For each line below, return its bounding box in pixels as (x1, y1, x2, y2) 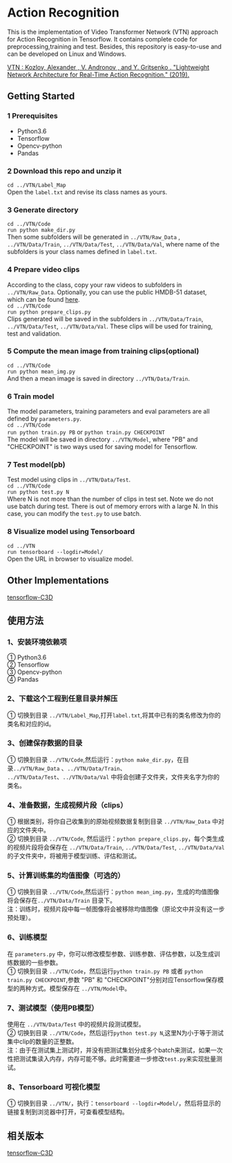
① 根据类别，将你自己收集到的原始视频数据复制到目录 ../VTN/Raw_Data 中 (7, 817, 219, 826)
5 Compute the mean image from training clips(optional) (7, 347, 200, 356)
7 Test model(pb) (7, 460, 66, 470)
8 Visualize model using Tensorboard (7, 527, 135, 537)
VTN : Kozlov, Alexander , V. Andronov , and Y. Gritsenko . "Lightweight (7, 63, 210, 71)
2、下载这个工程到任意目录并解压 (7, 694, 118, 704)
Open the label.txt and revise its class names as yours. (7, 188, 168, 196)
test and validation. (7, 329, 61, 338)
